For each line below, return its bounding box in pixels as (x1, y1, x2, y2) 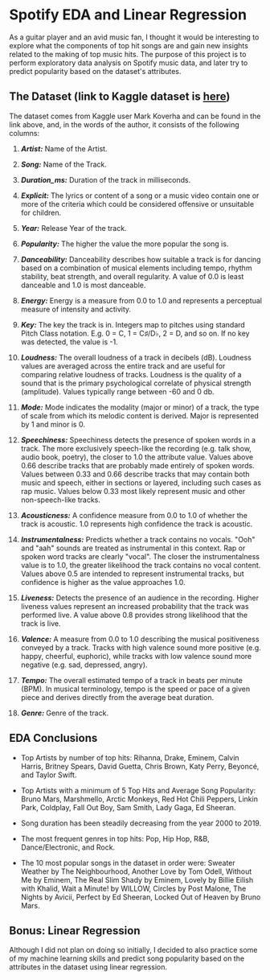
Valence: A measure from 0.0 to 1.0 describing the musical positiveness (20, 634, 260, 644)
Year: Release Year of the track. (20, 223, 127, 233)
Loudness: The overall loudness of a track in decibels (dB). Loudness (20, 352, 252, 362)
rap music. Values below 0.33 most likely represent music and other (20, 486, 246, 496)
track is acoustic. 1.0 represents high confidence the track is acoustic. (20, 519, 253, 529)
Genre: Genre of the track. (20, 708, 109, 718)
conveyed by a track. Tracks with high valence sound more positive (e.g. (20, 642, 262, 653)
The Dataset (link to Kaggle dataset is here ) (9, 90, 231, 104)
